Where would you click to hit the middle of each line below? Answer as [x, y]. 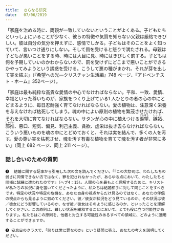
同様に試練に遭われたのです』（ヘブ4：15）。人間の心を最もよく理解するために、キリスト [85, 182]
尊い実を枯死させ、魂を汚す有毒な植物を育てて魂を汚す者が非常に [92, 139]
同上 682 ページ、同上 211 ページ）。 [54, 145]
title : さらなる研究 [26, 10]
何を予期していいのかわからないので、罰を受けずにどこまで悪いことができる [86, 62]
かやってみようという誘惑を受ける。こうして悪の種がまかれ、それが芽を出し [86, 68]
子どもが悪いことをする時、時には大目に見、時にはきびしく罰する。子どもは [86, 56]
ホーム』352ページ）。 [37, 81]
